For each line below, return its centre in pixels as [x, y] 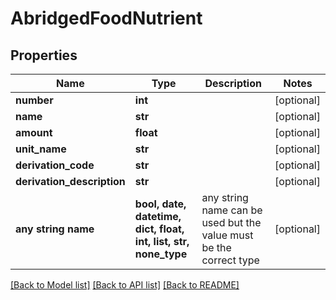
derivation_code [55, 165]
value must [227, 235]
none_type [161, 254]
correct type [230, 260]
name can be [232, 210]
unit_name [41, 149]
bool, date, [160, 204]
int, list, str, [162, 241]
